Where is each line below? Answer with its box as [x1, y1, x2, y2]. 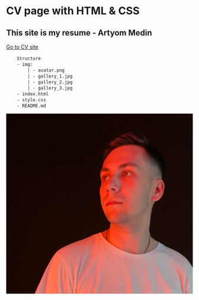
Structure [17, 56, 41, 62]
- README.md [17, 103, 46, 109]
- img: [17, 62, 33, 67]
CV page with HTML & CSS [6, 4, 140, 18]
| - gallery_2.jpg [27, 79, 73, 85]
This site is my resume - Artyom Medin [6, 28, 152, 38]
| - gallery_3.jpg [27, 85, 73, 91]
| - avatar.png [27, 67, 65, 73]
